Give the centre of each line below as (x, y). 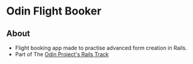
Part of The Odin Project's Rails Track (62, 54)
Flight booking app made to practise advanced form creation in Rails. (101, 48)
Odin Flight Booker (54, 11)
